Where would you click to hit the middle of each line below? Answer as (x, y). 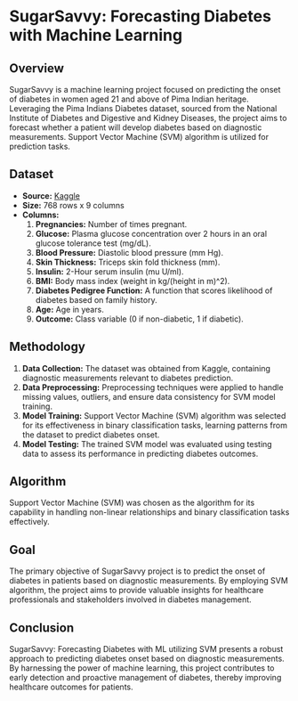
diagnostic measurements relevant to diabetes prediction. (128, 378)
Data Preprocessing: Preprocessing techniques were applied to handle (153, 387)
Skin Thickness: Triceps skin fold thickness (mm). (128, 262)
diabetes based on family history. (96, 299)
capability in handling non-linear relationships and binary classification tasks (149, 512)
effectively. (30, 522)
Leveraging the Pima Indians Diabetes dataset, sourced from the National (143, 108)
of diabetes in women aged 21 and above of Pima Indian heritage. (129, 99)
